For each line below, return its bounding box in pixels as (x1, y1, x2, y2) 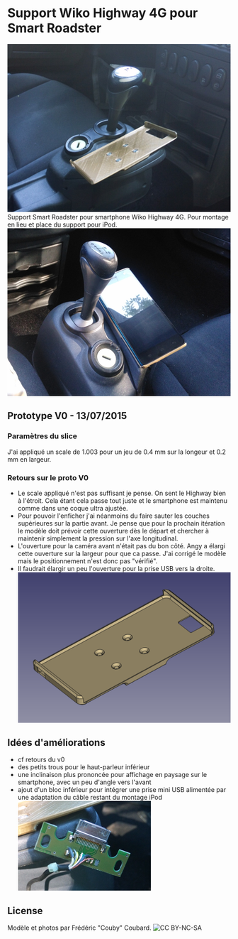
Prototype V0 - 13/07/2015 (7, 410, 127, 422)
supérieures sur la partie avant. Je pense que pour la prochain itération (17, 519, 225, 527)
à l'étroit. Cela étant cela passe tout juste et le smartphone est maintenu (17, 496, 228, 505)
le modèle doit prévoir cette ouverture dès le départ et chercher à (17, 526, 209, 535)
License (7, 904, 43, 917)
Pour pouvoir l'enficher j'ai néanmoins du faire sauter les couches (17, 511, 210, 520)
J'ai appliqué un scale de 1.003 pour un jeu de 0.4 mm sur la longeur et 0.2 (7, 447, 227, 456)
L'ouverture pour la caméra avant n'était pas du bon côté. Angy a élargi (17, 541, 225, 550)
